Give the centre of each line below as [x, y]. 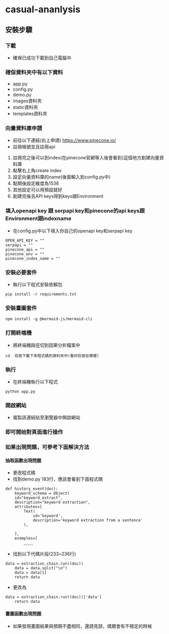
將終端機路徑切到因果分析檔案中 [46, 345]
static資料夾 [25, 107]
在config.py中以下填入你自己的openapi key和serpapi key [72, 231]
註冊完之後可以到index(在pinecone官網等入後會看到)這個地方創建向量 [86, 158]
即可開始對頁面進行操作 [34, 432]
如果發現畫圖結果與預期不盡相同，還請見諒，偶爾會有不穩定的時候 [82, 626]
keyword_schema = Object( [42, 493]
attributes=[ [28, 507]
